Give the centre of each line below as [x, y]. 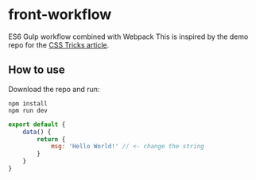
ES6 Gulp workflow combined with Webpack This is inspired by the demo [128, 36]
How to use [37, 70]
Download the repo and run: [54, 89]
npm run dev [28, 110]
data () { [37, 132]
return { [51, 139]
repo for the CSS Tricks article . [59, 44]
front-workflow [60, 15]
